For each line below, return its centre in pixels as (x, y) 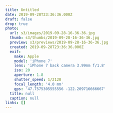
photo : (12, 28)
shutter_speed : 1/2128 (38, 79)
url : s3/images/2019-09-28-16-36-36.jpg (52, 33)
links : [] (15, 103)
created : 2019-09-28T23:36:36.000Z (47, 47)
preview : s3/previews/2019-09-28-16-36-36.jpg (59, 42)
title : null (22, 93)
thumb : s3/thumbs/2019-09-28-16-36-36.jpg (54, 38)
